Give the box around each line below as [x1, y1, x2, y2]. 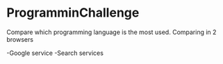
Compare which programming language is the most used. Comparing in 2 [6, 28, 217, 36]
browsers [6, 35, 34, 43]
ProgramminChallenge [6, 5, 140, 21]
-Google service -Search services [6, 49, 104, 57]
